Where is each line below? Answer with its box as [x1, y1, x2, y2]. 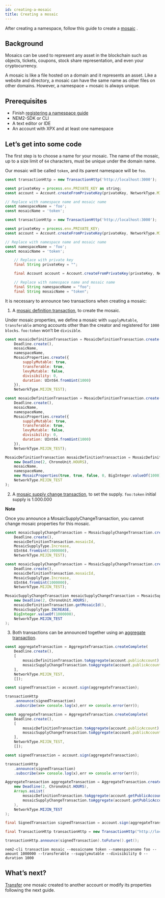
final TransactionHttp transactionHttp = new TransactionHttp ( [5, 829, 137, 834]
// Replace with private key [14, 258, 74, 263]
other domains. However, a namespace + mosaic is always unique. [5, 83, 140, 89]
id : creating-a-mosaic [5, 7, 52, 12]
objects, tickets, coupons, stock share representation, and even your [5, 57, 144, 64]
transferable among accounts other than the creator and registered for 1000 [5, 322, 160, 328]
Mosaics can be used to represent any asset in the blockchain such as [5, 53, 147, 58]
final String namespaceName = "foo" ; [14, 284, 91, 290]
